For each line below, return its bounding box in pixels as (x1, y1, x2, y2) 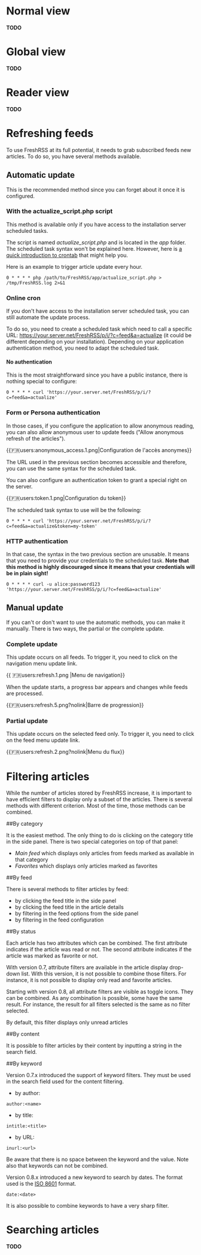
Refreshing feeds (6, 127, 94, 140)
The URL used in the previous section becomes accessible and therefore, (6, 458, 187, 465)
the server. (6, 483, 33, 490)
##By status (6, 928, 36, 935)
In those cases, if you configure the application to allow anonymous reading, (6, 422, 194, 429)
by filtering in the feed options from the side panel (14, 910, 139, 917)
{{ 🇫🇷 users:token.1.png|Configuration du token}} (6, 494, 126, 501)
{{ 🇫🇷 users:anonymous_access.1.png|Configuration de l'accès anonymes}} (6, 446, 192, 453)
